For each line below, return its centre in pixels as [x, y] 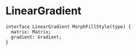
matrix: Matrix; [31, 32]
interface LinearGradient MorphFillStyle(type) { [68, 27]
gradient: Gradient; [36, 37]
